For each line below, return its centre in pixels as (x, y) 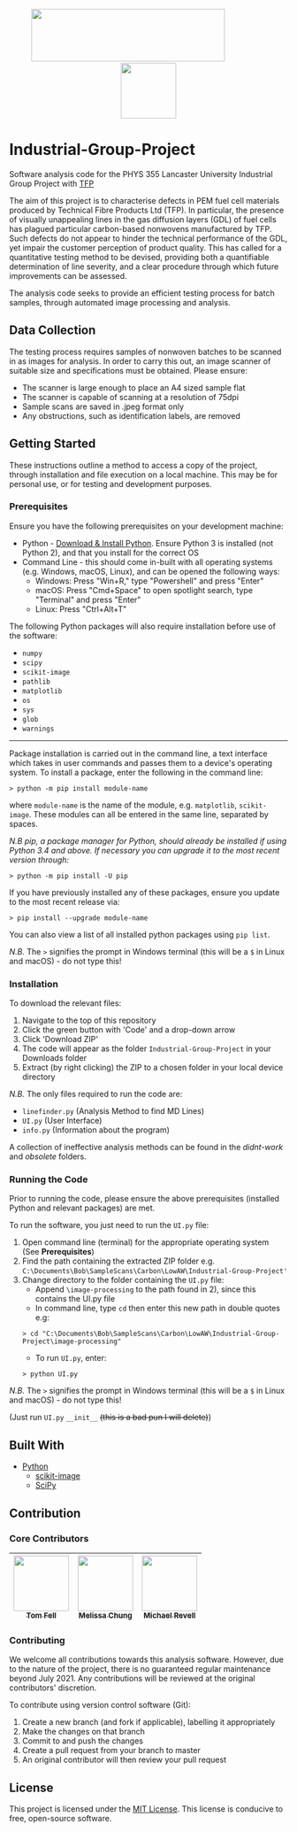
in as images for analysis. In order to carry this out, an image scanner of (140, 361)
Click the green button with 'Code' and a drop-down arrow (129, 1030)
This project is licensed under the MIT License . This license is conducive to (146, 1809)
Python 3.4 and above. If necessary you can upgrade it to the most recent (145, 850)
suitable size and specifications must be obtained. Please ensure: (129, 370)
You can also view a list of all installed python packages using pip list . (140, 934)
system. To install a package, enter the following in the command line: (136, 772)
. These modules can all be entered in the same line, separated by (149, 814)
